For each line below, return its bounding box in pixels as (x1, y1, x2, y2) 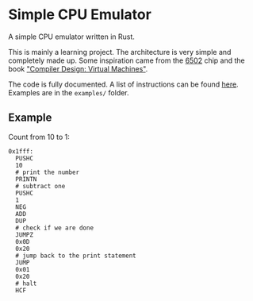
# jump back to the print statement (15, 252, 136, 260)
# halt (15, 280, 37, 287)
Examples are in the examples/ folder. (8, 87, 129, 97)
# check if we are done (15, 224, 94, 232)
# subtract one (15, 182, 66, 190)
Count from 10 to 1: (8, 132, 70, 141)
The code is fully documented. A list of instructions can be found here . (8, 79, 240, 89)
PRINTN (15, 175, 37, 183)
